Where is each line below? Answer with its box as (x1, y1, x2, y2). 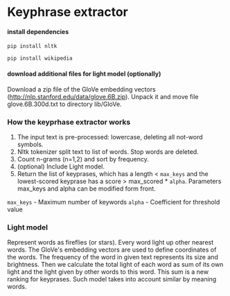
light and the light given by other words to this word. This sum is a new (7, 268, 209, 276)
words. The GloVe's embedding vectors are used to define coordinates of (7, 245, 217, 254)
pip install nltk (7, 43, 57, 50)
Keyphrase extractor (7, 4, 128, 20)
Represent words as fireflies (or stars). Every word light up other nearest (7, 238, 214, 247)
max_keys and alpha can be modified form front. (17, 184, 156, 193)
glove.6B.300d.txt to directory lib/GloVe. (7, 100, 123, 108)
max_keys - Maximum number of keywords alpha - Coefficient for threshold (7, 198, 220, 206)
